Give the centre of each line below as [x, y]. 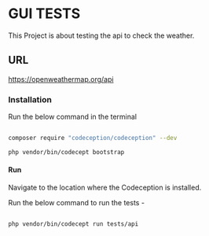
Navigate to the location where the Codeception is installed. [105, 187]
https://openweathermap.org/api [61, 79]
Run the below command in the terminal [73, 117]
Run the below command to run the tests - [77, 203]
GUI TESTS [44, 14]
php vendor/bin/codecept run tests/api [73, 224]
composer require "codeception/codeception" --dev [93, 138]
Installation [30, 99]
